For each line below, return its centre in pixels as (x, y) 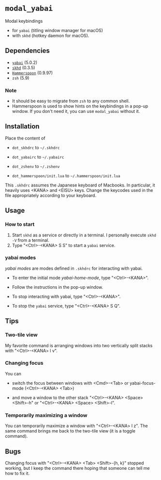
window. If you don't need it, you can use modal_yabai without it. (76, 111)
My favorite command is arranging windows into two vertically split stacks (79, 345)
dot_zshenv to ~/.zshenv (36, 166)
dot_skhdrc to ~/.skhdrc (36, 147)
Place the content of (25, 138)
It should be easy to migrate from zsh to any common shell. (71, 101)
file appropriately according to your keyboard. (51, 195)
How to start (20, 224)
